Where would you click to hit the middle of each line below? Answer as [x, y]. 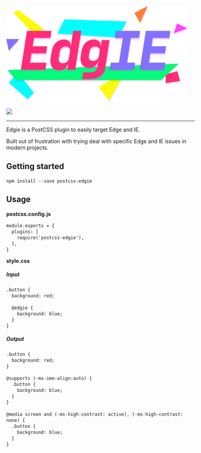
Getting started [35, 166]
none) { [16, 420]
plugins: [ [25, 232]
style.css [18, 260]
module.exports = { [31, 226]
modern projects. [28, 148]
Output [15, 339]
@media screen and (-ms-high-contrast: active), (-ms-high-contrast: [95, 414]
